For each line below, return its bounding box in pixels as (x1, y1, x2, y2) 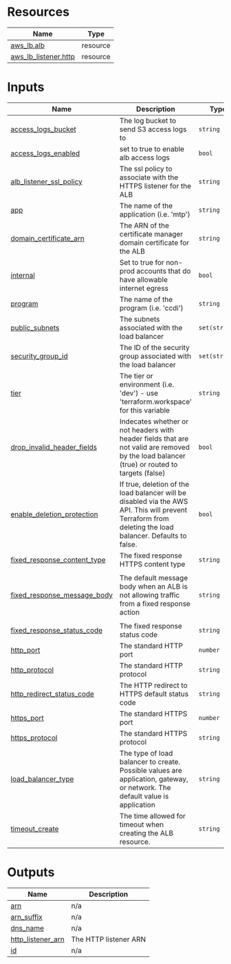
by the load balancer (119, 451, 186, 461)
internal (10, 270, 36, 280)
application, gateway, (119, 774, 188, 784)
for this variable (119, 405, 170, 415)
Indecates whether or (119, 417, 189, 426)
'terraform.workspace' (119, 397, 192, 406)
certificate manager (119, 229, 184, 239)
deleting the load (119, 522, 174, 532)
